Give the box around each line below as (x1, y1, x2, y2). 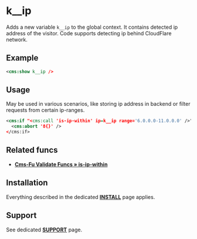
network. (6, 36, 28, 43)
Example (6, 53, 39, 63)
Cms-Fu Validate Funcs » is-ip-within (14, 160, 108, 168)
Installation (6, 178, 48, 188)
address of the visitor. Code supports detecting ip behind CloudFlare (6, 29, 172, 36)
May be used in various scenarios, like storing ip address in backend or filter (6, 100, 191, 107)
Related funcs (6, 145, 58, 155)
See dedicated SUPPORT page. (6, 226, 83, 233)
